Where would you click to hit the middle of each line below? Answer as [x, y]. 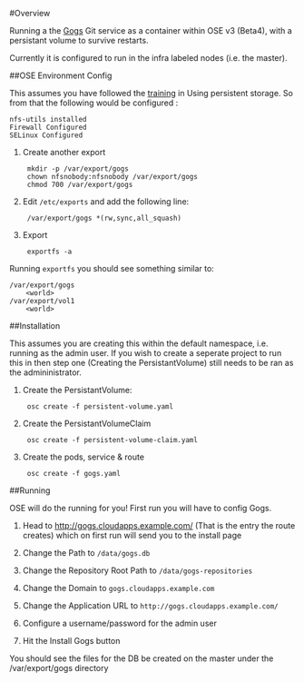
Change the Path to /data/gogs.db [86, 553]
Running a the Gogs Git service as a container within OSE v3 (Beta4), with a [151, 30]
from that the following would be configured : [94, 103]
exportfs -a [49, 252]
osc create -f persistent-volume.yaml [100, 407]
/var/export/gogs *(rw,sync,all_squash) [104, 218]
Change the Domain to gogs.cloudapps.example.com [118, 588]
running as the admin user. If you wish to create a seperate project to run [146, 353]
